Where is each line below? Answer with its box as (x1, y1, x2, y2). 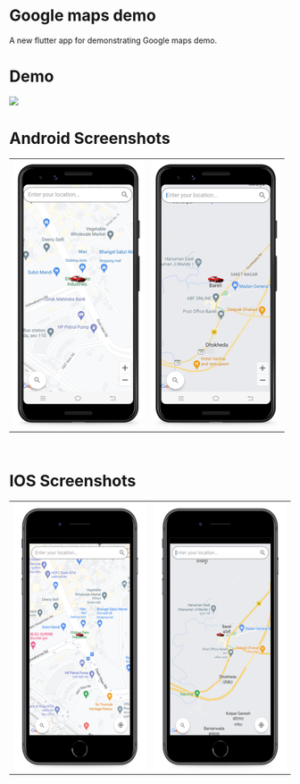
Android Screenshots (9, 129, 171, 148)
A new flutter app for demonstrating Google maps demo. (9, 35, 218, 46)
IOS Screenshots (9, 471, 137, 492)
